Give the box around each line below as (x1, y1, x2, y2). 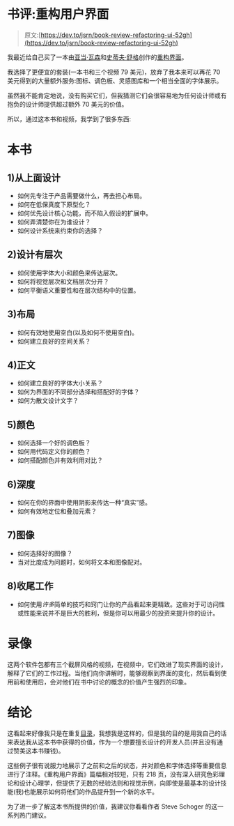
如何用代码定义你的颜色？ (17, 448, 91, 456)
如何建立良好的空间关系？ (17, 337, 91, 345)
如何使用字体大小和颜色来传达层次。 (17, 268, 122, 277)
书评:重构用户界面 (7, 6, 109, 22)
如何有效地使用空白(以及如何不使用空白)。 (17, 328, 139, 337)
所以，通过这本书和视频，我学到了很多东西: (7, 114, 132, 123)
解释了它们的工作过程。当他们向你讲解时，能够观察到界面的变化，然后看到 (7, 668, 221, 677)
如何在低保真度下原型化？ (17, 200, 91, 208)
